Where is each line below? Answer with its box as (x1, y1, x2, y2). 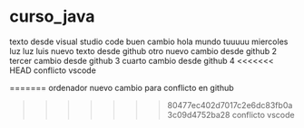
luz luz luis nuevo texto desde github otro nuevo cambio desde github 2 (9, 45, 278, 56)
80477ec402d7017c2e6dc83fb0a (167, 99, 293, 110)
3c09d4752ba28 (167, 109, 230, 120)
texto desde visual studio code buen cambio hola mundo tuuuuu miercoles (9, 36, 289, 47)
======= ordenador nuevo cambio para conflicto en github (9, 82, 234, 93)
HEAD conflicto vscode (9, 65, 97, 76)
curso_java (9, 6, 95, 27)
